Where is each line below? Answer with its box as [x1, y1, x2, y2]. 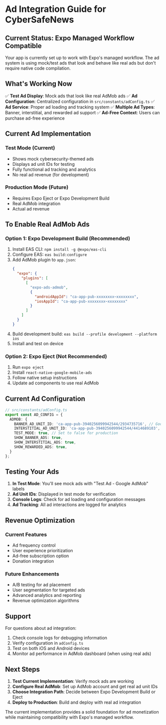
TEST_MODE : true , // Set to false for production [14, 431, 119, 435]
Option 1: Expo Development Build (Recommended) [5, 235, 130, 242]
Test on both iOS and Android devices [12, 646, 90, 652]
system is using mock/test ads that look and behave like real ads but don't [5, 60, 156, 66]
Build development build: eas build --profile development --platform [12, 331, 157, 337]
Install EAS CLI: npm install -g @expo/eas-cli [12, 246, 107, 252]
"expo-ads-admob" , [30, 285, 68, 290]
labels [12, 486, 25, 492]
